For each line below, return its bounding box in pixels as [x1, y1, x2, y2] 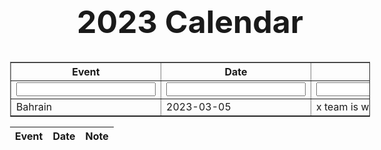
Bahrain [16, 99, 53, 113]
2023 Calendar [76, 3, 304, 41]
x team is [316, 99, 359, 113]
